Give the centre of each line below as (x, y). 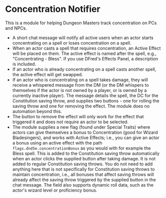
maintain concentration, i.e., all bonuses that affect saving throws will (83, 174)
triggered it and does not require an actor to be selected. (70, 122)
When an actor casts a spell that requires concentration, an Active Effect (86, 48)
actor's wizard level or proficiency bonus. (55, 190)
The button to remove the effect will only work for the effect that (78, 116)
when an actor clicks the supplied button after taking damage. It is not (84, 158)
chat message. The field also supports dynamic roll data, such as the (83, 185)
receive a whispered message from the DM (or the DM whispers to (81, 85)
